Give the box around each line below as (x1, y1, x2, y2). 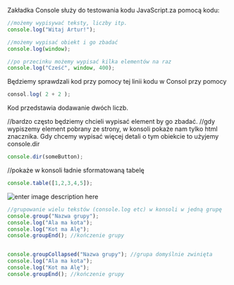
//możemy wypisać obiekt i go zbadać (7, 39, 118, 46)
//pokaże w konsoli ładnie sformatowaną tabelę (7, 166, 144, 175)
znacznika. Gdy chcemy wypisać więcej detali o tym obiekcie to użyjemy (7, 132, 219, 141)
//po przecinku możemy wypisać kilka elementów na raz (7, 58, 172, 65)
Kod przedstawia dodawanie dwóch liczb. (7, 103, 129, 112)
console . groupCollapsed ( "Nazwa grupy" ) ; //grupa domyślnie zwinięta (7, 251, 213, 258)
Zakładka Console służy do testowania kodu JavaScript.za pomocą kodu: (7, 6, 220, 14)
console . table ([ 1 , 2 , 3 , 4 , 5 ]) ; (7, 179, 93, 186)
